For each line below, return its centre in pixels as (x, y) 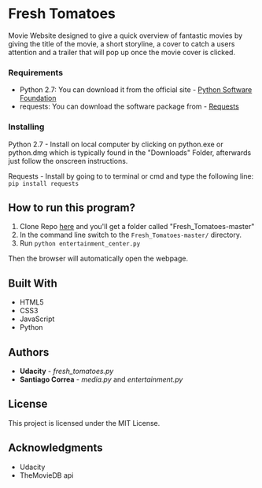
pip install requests (44, 183)
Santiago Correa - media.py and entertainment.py (101, 379)
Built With (33, 283)
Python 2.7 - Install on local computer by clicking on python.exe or (116, 144)
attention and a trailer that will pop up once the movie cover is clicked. (122, 52)
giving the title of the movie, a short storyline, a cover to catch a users (122, 43)
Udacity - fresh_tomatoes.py (66, 371)
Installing (26, 127)
